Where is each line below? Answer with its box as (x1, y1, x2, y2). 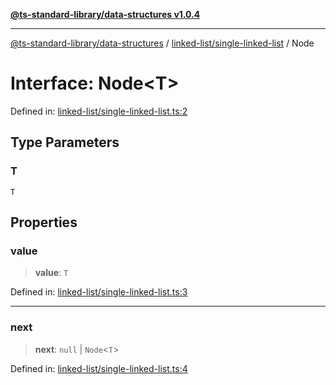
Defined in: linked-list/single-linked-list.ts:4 (10, 362, 188, 374)
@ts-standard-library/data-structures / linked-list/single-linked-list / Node (10, 37, 315, 49)
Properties (10, 214, 78, 231)
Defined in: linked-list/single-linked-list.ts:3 (10, 286, 188, 298)
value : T (34, 267, 69, 279)
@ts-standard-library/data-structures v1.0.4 (10, 9, 201, 20)
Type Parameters (10, 134, 120, 151)
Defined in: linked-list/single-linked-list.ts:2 (10, 105, 188, 117)
